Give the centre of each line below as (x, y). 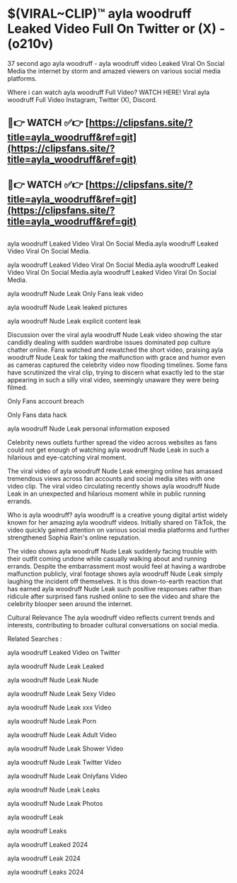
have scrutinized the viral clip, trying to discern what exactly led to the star (116, 372)
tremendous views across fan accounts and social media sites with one (111, 479)
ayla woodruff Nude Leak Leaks (54, 790)
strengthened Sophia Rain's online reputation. (74, 537)
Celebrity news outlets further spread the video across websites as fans (112, 443)
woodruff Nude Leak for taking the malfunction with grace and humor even (117, 358)
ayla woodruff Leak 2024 (44, 858)
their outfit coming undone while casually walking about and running (107, 559)
